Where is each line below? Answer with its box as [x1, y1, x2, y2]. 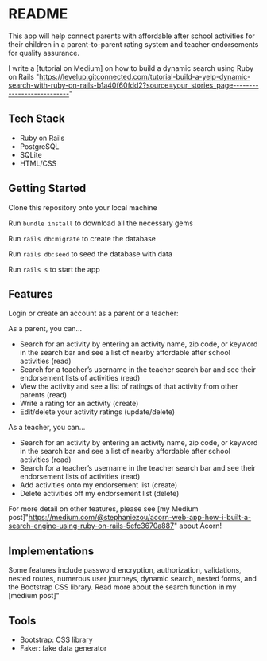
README [8, 5, 68, 23]
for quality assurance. [8, 48, 80, 57]
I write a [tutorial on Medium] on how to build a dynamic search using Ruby [8, 63, 254, 72]
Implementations [8, 544, 95, 557]
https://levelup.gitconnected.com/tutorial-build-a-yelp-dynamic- [39, 72, 251, 81]
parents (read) [19, 390, 68, 400]
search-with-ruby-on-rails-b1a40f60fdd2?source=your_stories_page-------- [8, 80, 259, 90]
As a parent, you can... [8, 324, 82, 334]
